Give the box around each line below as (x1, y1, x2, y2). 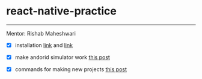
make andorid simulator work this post (14, 54, 110, 61)
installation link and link (14, 41, 73, 49)
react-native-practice (6, 4, 117, 18)
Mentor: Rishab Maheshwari (6, 30, 76, 37)
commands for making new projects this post (14, 66, 127, 73)
